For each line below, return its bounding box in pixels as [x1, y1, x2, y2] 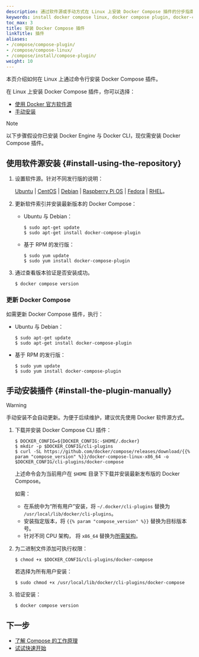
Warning [6, 402, 27, 409]
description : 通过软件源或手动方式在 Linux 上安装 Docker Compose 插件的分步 [6, 8, 185, 15]
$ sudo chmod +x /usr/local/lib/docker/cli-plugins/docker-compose [14, 580, 185, 586]
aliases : [6, 36, 28, 42]
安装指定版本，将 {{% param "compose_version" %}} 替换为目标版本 [23, 518, 187, 525]
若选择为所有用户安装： [14, 568, 72, 575]
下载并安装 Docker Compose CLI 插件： [14, 427, 112, 434]
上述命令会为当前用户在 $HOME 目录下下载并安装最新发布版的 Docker [14, 470, 180, 477]
